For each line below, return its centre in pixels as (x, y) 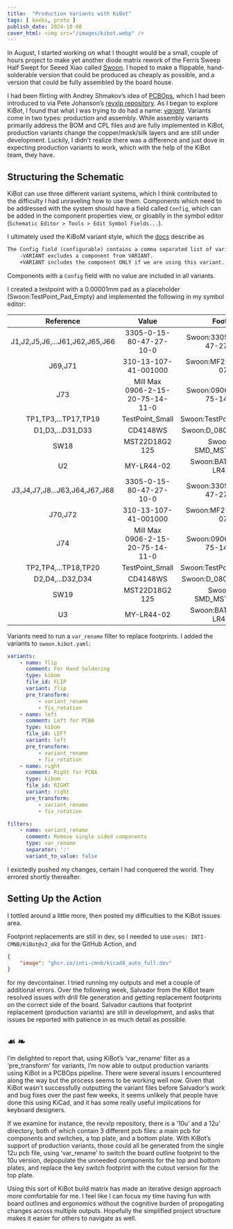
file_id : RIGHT (48, 786)
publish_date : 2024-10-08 (44, 26)
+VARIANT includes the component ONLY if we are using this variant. (122, 262)
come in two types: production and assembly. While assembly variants (108, 118)
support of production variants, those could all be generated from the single (115, 1146)
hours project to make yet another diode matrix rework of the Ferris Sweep (114, 61)
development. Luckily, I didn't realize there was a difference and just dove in (116, 140)
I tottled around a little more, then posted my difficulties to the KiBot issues (114, 915)
